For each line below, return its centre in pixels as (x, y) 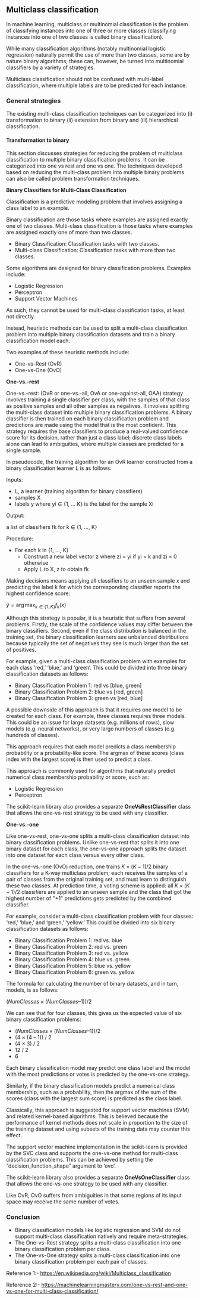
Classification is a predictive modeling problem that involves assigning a (94, 202)
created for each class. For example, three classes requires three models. (96, 716)
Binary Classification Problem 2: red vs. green (71, 947)
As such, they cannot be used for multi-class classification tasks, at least (96, 310)
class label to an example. (38, 208)
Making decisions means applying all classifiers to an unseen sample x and (98, 581)
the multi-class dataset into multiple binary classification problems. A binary (99, 412)
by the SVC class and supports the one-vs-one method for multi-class (92, 1153)
